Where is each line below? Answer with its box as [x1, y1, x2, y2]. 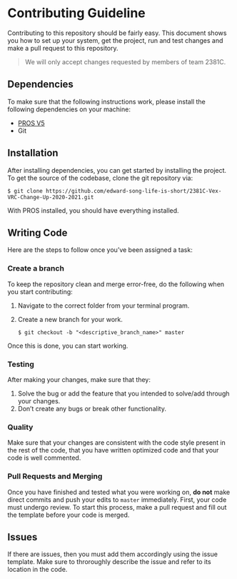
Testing [7, 359, 34, 369]
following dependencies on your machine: [7, 105, 131, 114]
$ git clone [7, 187, 43, 194]
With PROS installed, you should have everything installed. [7, 206, 180, 215]
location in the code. [7, 565, 68, 574]
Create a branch [7, 263, 64, 273]
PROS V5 [17, 119, 45, 127]
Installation [7, 147, 59, 159]
